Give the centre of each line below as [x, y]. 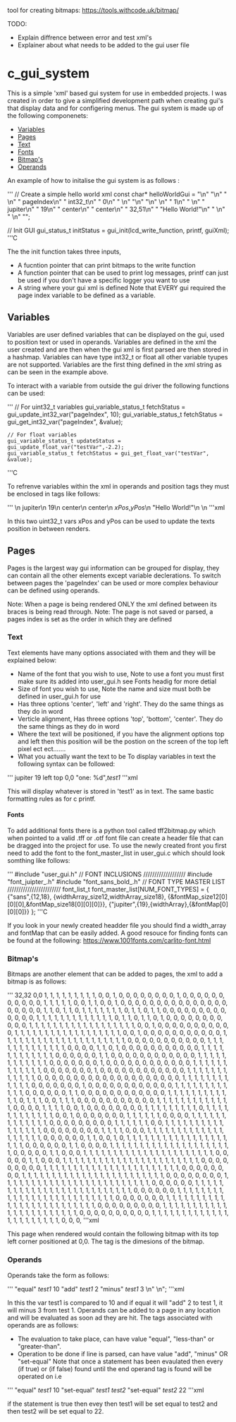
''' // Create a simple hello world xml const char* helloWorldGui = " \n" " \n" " [117, 194]
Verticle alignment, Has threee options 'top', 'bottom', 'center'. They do [120, 719]
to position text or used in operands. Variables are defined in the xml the [112, 342]
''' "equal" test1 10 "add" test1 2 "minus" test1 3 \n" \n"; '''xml [96, 1289]
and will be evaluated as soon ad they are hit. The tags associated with [110, 1318]
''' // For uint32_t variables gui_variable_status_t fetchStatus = [97, 407]
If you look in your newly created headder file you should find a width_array [117, 926]
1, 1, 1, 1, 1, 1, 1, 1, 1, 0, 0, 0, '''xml [54, 1220]
